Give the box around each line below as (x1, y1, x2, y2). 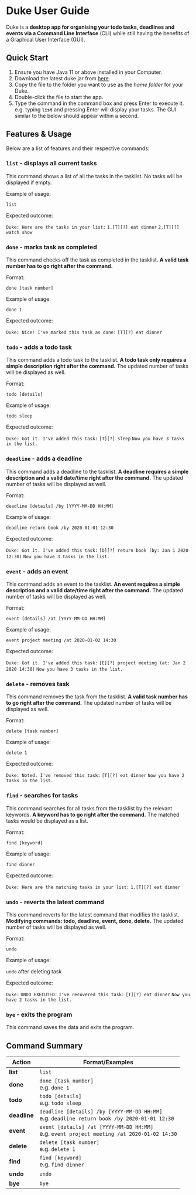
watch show (6, 229, 33, 235)
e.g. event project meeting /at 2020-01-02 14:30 (39, 1130, 177, 1138)
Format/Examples (82, 1058, 133, 1067)
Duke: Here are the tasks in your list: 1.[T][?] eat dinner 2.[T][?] (6, 224, 180, 230)
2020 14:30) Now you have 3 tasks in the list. (6, 667, 123, 673)
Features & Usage (6, 129, 72, 139)
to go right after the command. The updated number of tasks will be (6, 700, 172, 707)
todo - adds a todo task (6, 343, 72, 351)
